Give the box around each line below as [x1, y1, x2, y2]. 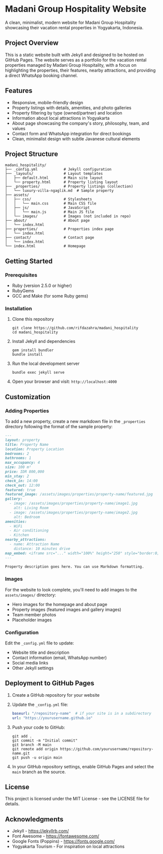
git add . [12, 734, 33, 739]
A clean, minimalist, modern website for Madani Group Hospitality [5, 19, 136, 25]
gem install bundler [12, 348, 54, 353]
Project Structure [5, 150, 58, 158]
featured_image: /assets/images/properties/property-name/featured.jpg [5, 492, 153, 497]
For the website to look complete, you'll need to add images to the [5, 587, 137, 592]
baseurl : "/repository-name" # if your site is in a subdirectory [12, 711, 151, 716]
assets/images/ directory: [5, 592, 56, 598]
